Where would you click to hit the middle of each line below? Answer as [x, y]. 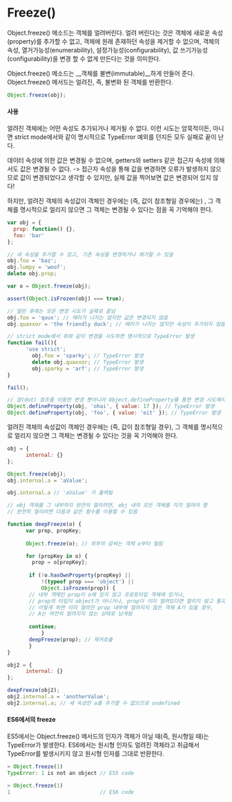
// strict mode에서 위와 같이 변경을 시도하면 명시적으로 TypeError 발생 [101, 337]
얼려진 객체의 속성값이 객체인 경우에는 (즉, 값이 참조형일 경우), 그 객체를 [103, 427]
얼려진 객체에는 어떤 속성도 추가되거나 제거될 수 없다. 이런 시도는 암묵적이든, [109, 129]
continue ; [43, 627]
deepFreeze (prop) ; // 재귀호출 [71, 640]
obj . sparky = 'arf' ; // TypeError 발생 [88, 369]
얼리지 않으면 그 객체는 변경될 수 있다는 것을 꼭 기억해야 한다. [96, 436]
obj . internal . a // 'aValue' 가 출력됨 [60, 493]
